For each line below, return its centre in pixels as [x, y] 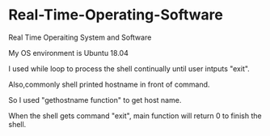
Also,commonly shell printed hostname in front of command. [109, 84]
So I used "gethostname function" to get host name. [95, 100]
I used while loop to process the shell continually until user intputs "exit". [129, 68]
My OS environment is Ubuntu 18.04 [69, 53]
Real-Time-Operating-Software [116, 15]
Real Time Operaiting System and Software [80, 37]
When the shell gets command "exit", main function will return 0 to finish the [135, 116]
